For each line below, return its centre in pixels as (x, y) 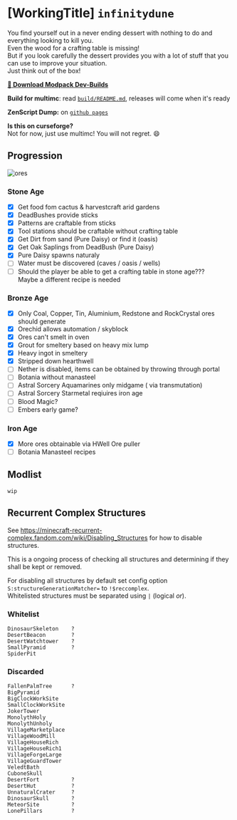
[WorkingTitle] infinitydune (91, 13)
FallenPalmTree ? (41, 686)
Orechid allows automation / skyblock (73, 328)
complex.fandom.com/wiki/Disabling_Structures (78, 538)
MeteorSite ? (41, 805)
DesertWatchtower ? (41, 641)
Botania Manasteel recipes (57, 452)
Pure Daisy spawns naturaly (59, 255)
